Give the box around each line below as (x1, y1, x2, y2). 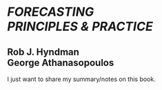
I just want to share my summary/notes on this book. (7, 75, 156, 83)
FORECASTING (7, 4, 94, 20)
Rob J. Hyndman (7, 46, 79, 58)
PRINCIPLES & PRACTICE (7, 19, 153, 34)
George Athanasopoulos (7, 56, 114, 69)
